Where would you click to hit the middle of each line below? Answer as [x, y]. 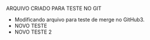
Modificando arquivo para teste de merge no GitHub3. [79, 19]
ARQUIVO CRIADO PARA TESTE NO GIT [54, 8]
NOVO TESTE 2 [33, 32]
